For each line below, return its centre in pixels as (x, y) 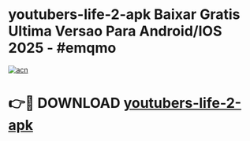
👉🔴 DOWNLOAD (64, 103)
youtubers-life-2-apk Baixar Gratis (124, 15)
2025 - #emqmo (62, 48)
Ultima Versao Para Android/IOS (115, 31)
